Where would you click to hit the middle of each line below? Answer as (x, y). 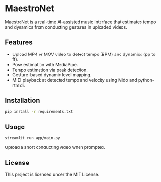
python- (146, 80)
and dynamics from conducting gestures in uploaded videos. (66, 27)
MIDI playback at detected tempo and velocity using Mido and (75, 80)
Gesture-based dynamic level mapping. (52, 75)
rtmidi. (19, 85)
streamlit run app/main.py (32, 138)
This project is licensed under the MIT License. (52, 174)
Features (19, 43)
